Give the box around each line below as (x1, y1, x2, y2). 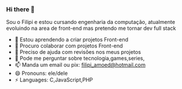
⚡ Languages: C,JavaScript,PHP (14, 76, 93, 84)
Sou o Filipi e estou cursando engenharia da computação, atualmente (6, 19, 175, 26)
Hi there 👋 (6, 5, 35, 13)
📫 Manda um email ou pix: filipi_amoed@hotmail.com (14, 61, 146, 69)
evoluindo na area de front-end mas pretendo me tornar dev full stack (6, 25, 176, 32)
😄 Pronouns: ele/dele (14, 70, 68, 77)
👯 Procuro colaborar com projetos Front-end (14, 42, 123, 49)
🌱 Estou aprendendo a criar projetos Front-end (14, 36, 129, 43)
